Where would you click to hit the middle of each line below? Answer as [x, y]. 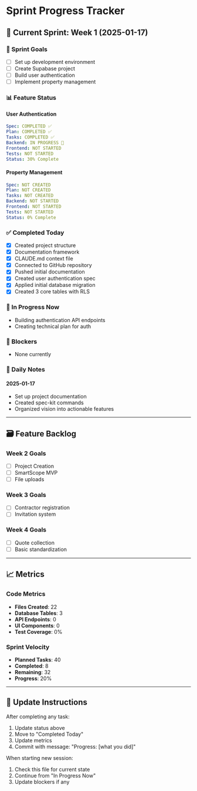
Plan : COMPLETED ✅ [29, 132]
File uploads [29, 479]
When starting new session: [40, 758]
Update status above [40, 728]
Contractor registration [42, 508]
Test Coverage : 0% [38, 631]
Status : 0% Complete [31, 217]
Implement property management [55, 82]
